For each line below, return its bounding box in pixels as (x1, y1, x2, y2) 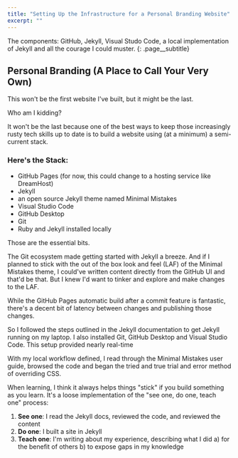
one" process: (7, 398, 49, 407)
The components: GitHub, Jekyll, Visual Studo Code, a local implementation (7, 36, 229, 45)
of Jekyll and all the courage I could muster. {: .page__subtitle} (7, 44, 190, 53)
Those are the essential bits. (7, 238, 90, 246)
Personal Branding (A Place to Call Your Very (7, 65, 210, 77)
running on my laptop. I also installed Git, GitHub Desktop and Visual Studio (7, 333, 228, 341)
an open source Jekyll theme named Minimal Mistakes (17, 194, 178, 203)
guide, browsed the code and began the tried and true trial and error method (7, 361, 232, 370)
